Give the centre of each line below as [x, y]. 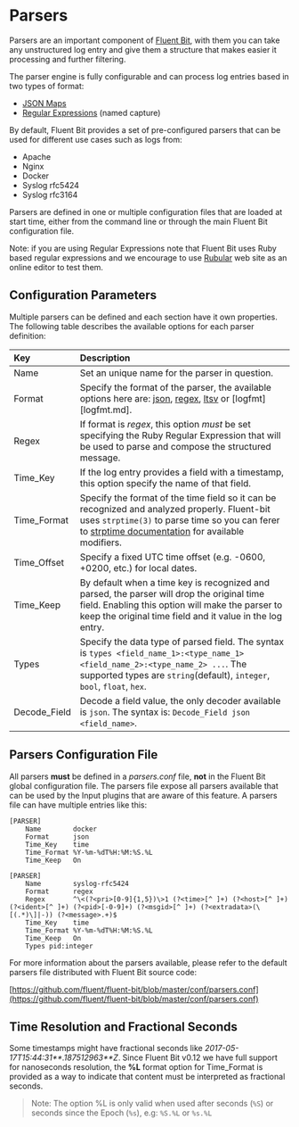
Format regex [59, 891]
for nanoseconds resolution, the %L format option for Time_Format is [136, 1067]
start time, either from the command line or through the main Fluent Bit [139, 221]
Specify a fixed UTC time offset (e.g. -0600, [173, 557]
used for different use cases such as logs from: [96, 139]
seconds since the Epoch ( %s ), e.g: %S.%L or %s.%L [121, 1113]
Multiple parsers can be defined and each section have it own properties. [143, 317]
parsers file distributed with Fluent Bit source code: [103, 972]
